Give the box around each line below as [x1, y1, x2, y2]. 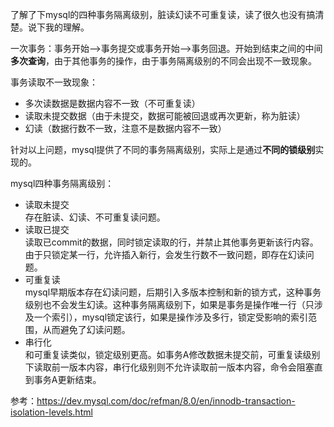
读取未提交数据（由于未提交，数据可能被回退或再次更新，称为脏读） [24, 110, 306, 122]
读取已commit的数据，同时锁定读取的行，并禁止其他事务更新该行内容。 [24, 236, 319, 248]
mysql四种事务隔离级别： [10, 178, 115, 189]
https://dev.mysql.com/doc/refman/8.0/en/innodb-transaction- [36, 395, 296, 407]
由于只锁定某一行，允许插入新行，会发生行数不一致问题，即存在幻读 [24, 249, 306, 260]
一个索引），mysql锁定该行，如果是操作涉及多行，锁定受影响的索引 [33, 311, 309, 323]
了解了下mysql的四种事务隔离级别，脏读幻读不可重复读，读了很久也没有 [10, 9, 307, 20]
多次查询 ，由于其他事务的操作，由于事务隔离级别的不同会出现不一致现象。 [10, 55, 317, 67]
